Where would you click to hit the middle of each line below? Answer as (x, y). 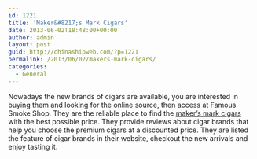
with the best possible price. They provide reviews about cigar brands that (128, 121)
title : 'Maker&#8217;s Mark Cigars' (68, 23)
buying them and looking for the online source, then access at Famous (122, 105)
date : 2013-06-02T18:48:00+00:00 (63, 30)
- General (31, 74)
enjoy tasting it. (33, 146)
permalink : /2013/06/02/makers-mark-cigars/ (82, 60)
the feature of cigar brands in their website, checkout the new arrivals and (128, 138)
